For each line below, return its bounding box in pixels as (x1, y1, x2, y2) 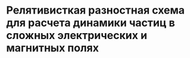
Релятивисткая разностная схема (6, 4, 185, 17)
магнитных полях (6, 41, 99, 55)
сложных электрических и (6, 29, 148, 42)
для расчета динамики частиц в (6, 16, 175, 30)
